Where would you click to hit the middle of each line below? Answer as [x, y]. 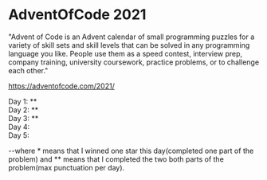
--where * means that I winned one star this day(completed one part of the [131, 151]
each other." [28, 70]
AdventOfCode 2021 [77, 15]
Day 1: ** [23, 101]
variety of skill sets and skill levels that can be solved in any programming [129, 45]
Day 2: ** [24, 110]
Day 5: [19, 135]
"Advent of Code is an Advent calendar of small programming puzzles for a [132, 37]
